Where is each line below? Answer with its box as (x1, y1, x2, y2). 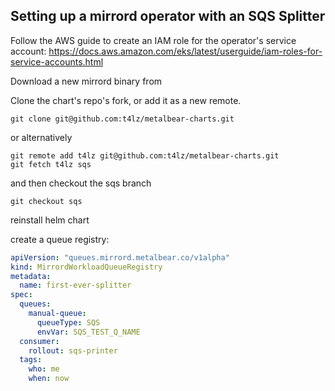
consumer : (19, 336, 60, 346)
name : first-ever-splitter (19, 280, 132, 291)
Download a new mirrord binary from (10, 75, 163, 87)
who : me (28, 364, 60, 374)
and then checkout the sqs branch (10, 177, 152, 189)
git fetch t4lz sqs (10, 159, 92, 169)
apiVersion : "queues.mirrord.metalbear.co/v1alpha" (10, 252, 230, 263)
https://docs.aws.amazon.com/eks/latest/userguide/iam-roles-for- (48, 45, 323, 57)
